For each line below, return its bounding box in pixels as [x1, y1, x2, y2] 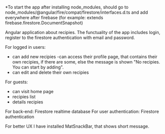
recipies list [12, 94, 36, 100]
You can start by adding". [12, 64, 64, 70]
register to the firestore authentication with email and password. [5, 34, 135, 40]
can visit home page [12, 89, 54, 94]
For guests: [5, 79, 28, 85]
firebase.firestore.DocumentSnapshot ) [5, 20, 83, 26]
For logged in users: [5, 44, 46, 50]
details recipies [12, 99, 43, 105]
